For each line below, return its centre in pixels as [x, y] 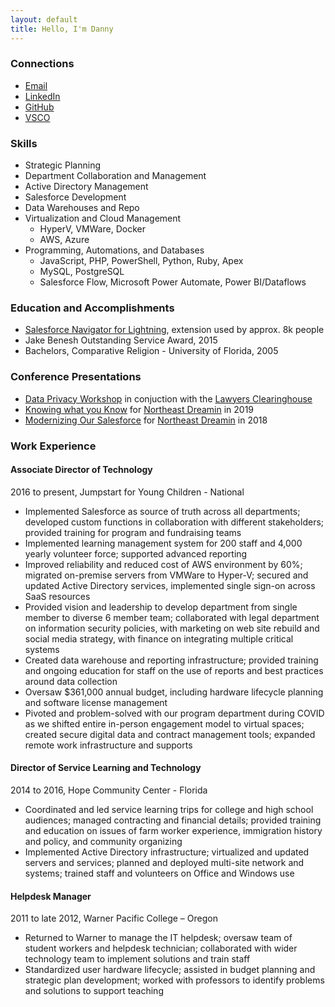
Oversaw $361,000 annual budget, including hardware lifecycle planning [174, 692]
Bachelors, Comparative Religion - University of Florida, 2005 [151, 351]
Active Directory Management [86, 187]
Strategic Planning [62, 165]
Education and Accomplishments [92, 308]
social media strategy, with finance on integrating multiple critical [159, 638]
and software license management [96, 702]
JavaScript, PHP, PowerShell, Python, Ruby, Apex [141, 261]
